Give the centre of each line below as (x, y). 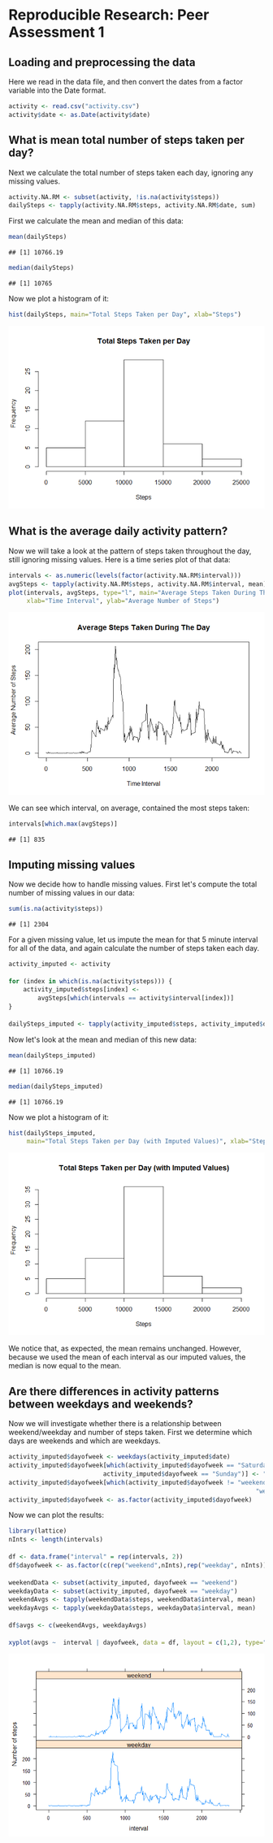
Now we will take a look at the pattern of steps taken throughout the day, (130, 551)
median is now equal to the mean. (65, 1366)
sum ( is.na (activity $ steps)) (56, 908)
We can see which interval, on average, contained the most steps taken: (129, 808)
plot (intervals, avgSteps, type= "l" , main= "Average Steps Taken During (132, 592)
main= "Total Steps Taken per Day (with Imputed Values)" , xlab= (138, 1142)
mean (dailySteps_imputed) (52, 1055)
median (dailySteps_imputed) (56, 1086)
